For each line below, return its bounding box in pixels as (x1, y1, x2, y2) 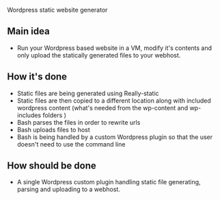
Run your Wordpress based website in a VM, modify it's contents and (16, 44, 212, 52)
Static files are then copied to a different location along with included (16, 96, 212, 105)
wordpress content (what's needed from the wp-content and (16, 103, 189, 112)
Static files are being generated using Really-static (16, 89, 159, 97)
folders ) (42, 111, 67, 119)
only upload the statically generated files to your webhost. (16, 51, 181, 59)
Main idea (7, 25, 50, 37)
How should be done (7, 160, 97, 172)
